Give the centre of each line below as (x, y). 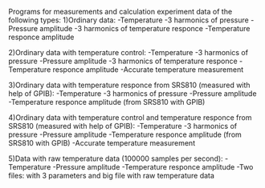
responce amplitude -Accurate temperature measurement (148, 70)
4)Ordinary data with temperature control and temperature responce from (130, 118)
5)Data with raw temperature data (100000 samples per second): (116, 158)
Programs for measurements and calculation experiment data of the (120, 12)
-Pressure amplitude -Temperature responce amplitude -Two (153, 167)
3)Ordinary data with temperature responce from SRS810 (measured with (129, 85)
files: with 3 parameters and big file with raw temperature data (112, 176)
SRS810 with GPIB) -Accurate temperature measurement (102, 143)
